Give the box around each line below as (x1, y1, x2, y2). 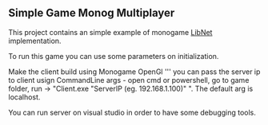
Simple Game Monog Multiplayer (8, 6, 175, 20)
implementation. (8, 36, 62, 45)
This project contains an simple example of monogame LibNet (8, 27, 213, 37)
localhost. (8, 92, 41, 102)
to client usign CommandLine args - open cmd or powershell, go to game (8, 75, 250, 84)
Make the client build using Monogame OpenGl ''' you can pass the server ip (8, 67, 261, 76)
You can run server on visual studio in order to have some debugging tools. (8, 107, 256, 117)
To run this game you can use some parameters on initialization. (8, 51, 219, 61)
